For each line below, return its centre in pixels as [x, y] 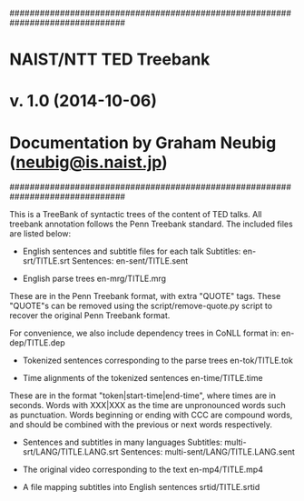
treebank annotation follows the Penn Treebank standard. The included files [151, 224]
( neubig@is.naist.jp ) [88, 162]
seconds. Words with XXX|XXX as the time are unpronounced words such [147, 406]
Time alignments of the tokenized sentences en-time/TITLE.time [142, 378]
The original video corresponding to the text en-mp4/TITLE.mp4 [142, 470]
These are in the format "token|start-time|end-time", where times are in [143, 396]
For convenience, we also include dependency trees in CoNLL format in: [144, 333]
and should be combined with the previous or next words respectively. [141, 425]
